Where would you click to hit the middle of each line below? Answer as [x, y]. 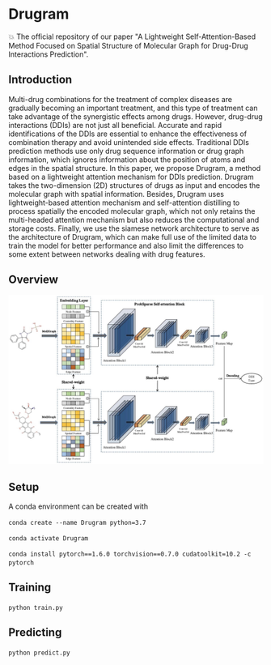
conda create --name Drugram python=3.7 [78, 523]
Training [30, 588]
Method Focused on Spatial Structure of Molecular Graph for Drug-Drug [128, 45]
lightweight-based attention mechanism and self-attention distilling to [124, 202]
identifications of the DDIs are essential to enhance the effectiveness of [128, 134]
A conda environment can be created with [78, 506]
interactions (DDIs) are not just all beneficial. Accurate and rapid [115, 125]
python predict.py [39, 653]
